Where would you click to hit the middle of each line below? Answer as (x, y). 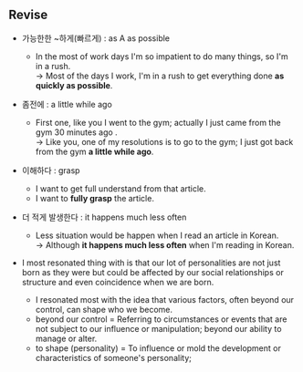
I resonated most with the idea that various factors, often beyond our (164, 299)
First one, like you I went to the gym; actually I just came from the (158, 122)
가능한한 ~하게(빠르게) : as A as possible (96, 38)
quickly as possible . (74, 85)
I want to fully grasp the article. (94, 198)
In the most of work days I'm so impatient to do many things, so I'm (162, 56)
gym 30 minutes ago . (76, 132)
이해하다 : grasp (51, 170)
